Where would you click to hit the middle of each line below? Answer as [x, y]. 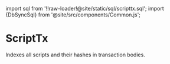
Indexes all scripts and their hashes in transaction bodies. [75, 55]
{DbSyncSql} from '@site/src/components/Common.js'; [73, 15]
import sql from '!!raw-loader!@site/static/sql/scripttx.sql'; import [85, 9]
